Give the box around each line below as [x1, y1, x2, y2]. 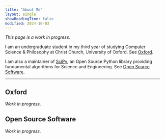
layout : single [5, 12, 36, 17]
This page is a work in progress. [5, 34, 70, 40]
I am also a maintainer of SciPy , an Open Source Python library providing [5, 58, 152, 64]
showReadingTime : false [5, 16, 54, 21]
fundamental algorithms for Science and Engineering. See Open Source [5, 64, 150, 70]
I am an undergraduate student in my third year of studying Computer [5, 44, 146, 50]
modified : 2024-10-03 [5, 21, 50, 26]
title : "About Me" [5, 7, 43, 12]
